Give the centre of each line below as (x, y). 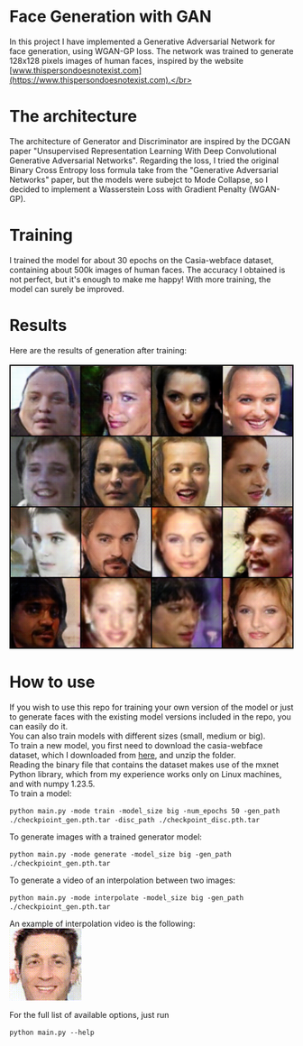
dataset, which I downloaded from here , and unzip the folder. (123, 755)
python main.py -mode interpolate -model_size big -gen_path (127, 898)
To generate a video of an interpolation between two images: (123, 880)
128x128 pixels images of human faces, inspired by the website (126, 60)
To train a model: (41, 793)
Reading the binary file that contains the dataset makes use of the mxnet (144, 765)
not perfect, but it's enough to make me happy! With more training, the (140, 279)
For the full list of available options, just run (89, 1014)
